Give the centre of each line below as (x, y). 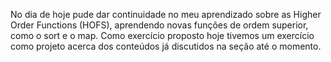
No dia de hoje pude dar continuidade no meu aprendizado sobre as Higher (166, 14)
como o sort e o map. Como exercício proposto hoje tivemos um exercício (162, 35)
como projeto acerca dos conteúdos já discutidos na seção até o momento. (166, 46)
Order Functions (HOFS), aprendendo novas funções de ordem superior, (159, 25)
